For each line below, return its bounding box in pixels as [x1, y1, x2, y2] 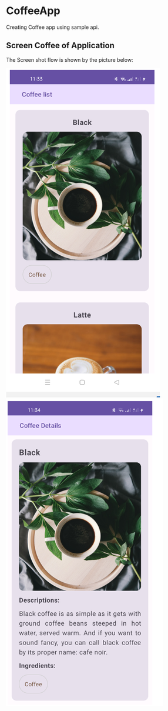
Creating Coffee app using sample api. [6, 24, 99, 31]
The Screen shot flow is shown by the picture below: [6, 56, 133, 63]
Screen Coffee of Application [6, 41, 115, 51]
